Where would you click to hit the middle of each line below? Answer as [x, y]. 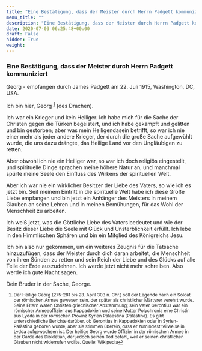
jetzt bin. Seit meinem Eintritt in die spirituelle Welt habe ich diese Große [96, 191]
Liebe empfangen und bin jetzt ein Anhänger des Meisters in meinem [92, 198]
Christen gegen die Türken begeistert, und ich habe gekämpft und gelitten [98, 124]
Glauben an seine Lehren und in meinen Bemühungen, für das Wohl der [95, 204]
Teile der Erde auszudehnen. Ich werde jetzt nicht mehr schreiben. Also [95, 266]
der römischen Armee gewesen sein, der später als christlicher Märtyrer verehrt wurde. [104, 300]
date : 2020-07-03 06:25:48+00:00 [48, 28]
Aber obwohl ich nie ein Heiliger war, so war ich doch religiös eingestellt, [96, 161]
